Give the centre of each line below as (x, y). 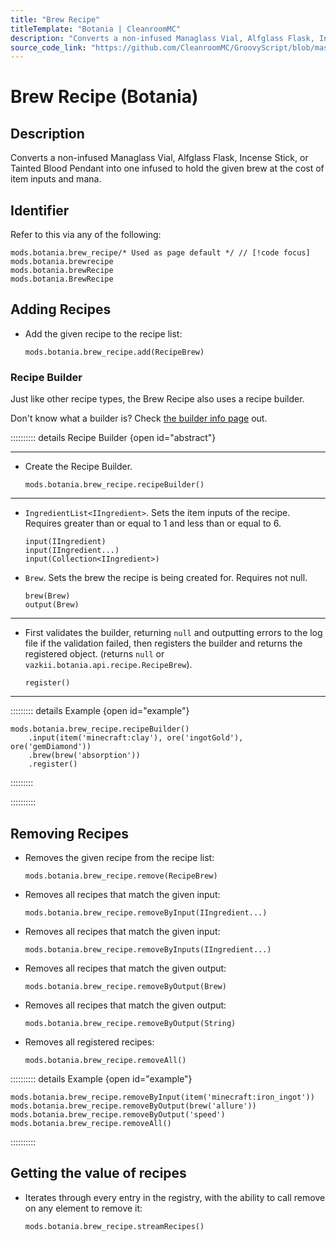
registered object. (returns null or (94, 654)
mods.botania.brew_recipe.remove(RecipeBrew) (121, 876)
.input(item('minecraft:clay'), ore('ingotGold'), (136, 738)
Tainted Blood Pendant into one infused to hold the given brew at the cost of (167, 168)
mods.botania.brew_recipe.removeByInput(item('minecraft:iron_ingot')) (162, 1097)
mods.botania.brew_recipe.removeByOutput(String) (130, 1023)
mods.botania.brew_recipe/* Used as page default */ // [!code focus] (160, 253)
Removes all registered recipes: (89, 1042)
